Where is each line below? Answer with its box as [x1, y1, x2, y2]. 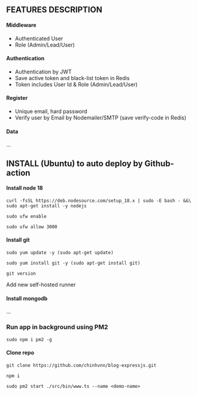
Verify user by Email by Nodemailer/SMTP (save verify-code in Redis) [14, 114, 187, 121]
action [6, 167, 31, 178]
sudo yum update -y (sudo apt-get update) [6, 250, 114, 256]
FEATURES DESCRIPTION [6, 5, 103, 15]
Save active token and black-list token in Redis [14, 74, 130, 81]
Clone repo [6, 349, 35, 356]
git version [6, 271, 36, 277]
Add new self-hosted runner [6, 281, 76, 288]
